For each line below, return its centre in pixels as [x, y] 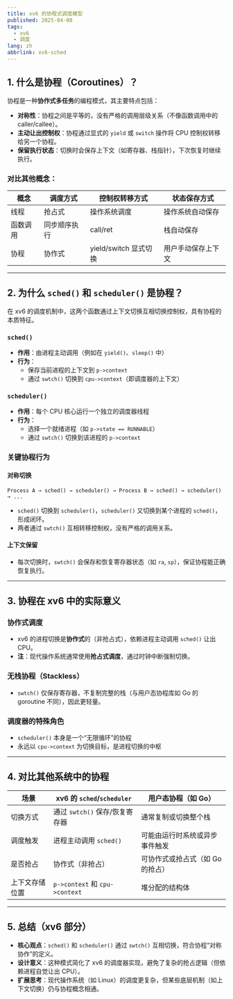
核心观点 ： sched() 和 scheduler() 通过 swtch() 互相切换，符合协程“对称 [119, 945]
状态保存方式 [193, 198]
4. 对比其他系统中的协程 [58, 777]
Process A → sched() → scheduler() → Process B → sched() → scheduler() [114, 490]
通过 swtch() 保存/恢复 [90, 812]
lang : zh [20, 46]
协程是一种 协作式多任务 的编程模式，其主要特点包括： [83, 100]
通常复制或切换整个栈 [176, 817]
